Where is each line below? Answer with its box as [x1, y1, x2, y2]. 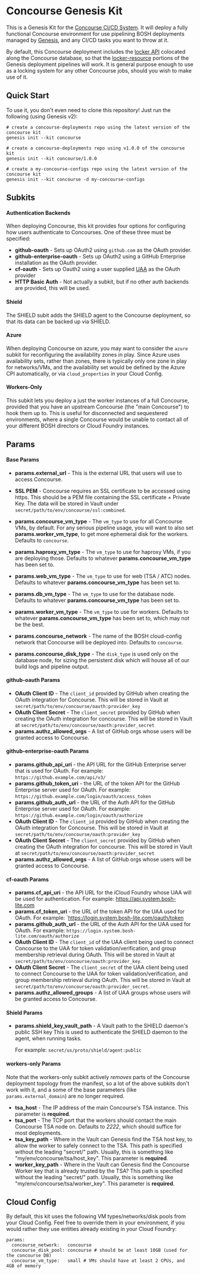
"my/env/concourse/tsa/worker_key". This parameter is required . [14, 1180, 175, 1187]
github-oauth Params [6, 677, 61, 684]
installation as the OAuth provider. [14, 259, 98, 266]
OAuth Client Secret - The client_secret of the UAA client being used [14, 964, 189, 971]
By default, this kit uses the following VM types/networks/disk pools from [6, 1213, 186, 1220]
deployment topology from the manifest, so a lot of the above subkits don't [6, 1080, 189, 1087]
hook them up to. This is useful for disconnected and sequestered [6, 409, 168, 416]
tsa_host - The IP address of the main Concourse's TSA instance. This [14, 1103, 189, 1111]
